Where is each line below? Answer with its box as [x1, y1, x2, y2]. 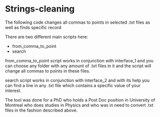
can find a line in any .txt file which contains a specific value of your [5, 82, 141, 88]
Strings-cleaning [5, 3, 75, 15]
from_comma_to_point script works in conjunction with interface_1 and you [5, 58, 154, 63]
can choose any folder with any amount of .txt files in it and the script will [5, 63, 151, 69]
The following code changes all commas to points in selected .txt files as [5, 19, 150, 25]
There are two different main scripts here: [5, 34, 88, 40]
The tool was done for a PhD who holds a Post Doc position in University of [5, 97, 155, 102]
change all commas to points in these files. [5, 68, 91, 73]
